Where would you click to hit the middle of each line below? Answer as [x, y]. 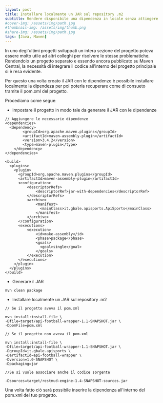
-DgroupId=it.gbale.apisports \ [38, 351]
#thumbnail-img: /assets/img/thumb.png [46, 28]
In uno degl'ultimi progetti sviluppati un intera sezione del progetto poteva [79, 50]
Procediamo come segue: [31, 100]
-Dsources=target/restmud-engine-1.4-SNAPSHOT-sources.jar [66, 381]
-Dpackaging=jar [21, 364]
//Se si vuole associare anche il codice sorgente [58, 372]
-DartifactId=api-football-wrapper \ [43, 355]
